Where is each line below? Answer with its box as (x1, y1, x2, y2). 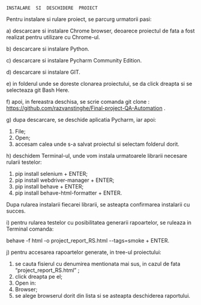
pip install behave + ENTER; (14, 183, 84, 190)
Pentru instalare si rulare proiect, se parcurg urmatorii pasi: (6, 16, 152, 23)
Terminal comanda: (6, 225, 54, 232)
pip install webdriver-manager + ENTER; (14, 177, 115, 184)
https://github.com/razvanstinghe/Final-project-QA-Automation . (6, 104, 166, 112)
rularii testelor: (6, 159, 42, 166)
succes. (6, 207, 26, 214)
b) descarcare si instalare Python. (6, 45, 89, 52)
